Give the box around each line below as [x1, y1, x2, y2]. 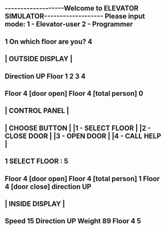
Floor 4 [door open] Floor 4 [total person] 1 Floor [5, 174, 160, 183]
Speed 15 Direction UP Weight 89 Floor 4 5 [5, 217, 142, 225]
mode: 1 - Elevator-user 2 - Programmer [5, 20, 133, 28]
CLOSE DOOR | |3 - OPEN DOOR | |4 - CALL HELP [5, 132, 161, 140]
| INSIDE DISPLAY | [5, 199, 65, 208]
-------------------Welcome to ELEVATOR [5, 4, 139, 13]
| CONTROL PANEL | [5, 106, 70, 115]
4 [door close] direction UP [5, 182, 92, 191]
